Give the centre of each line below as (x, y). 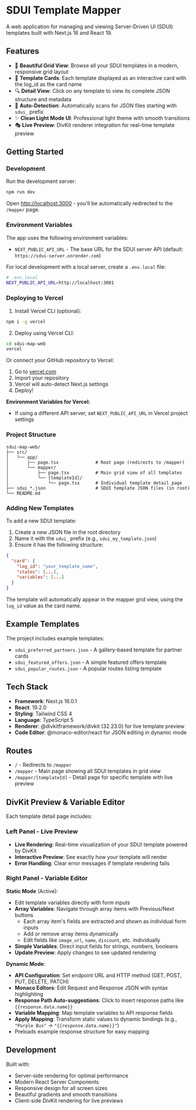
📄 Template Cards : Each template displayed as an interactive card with (100, 78)
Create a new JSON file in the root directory (67, 532)
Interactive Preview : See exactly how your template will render (91, 857)
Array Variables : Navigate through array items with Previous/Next (94, 908)
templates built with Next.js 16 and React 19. (59, 32)
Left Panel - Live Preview (42, 831)
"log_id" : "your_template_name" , (58, 566)
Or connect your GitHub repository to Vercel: (60, 360)
